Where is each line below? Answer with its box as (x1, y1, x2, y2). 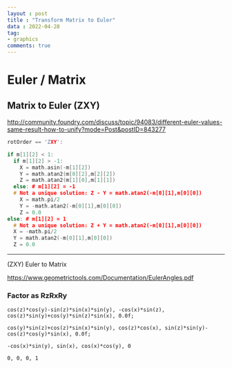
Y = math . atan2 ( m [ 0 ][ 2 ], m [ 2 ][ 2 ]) (19, 170, 116, 177)
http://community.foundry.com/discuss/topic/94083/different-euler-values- (7, 118, 223, 126)
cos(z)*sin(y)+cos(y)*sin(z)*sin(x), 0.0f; (7, 313, 135, 320)
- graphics (7, 36, 39, 43)
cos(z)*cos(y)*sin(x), (7, 331, 72, 338)
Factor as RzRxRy (7, 291, 68, 300)
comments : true (7, 42, 51, 49)
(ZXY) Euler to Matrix (7, 260, 67, 268)
